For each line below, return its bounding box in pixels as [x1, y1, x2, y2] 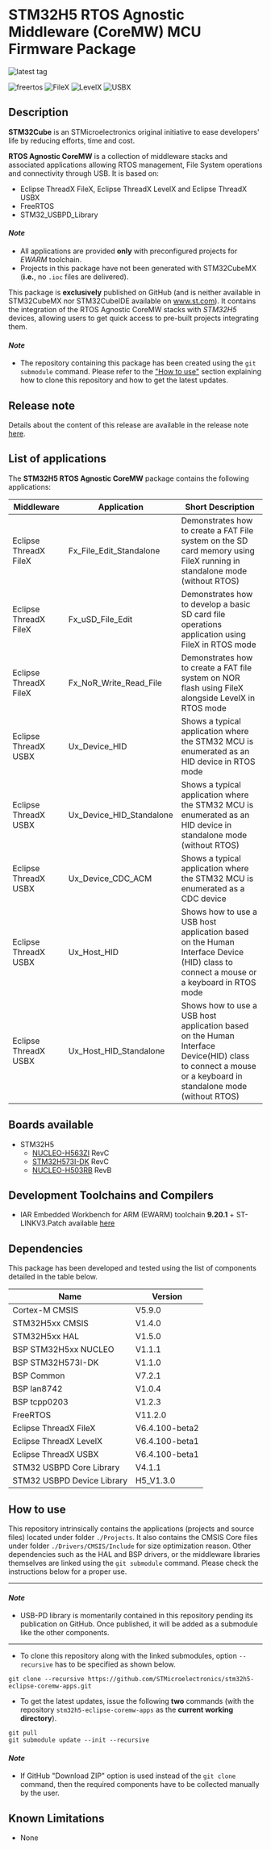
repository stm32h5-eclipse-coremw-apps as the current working [19, 1705, 234, 1715]
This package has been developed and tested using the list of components [8, 1263, 256, 1273]
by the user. [19, 1788, 60, 1798]
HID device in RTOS [181, 756, 256, 767]
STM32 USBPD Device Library [12, 1475, 127, 1486]
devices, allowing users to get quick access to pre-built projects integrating [8, 313, 260, 323]
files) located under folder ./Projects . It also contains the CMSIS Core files [8, 1533, 258, 1542]
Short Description [185, 501, 256, 512]
